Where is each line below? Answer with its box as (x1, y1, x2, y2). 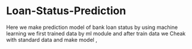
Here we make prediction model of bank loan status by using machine (6, 24, 178, 31)
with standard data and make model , (6, 36, 97, 43)
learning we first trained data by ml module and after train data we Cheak (6, 30, 186, 37)
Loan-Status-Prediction (6, 4, 126, 18)
